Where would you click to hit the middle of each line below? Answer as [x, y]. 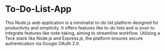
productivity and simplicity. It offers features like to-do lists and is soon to [80, 27]
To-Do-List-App [38, 9]
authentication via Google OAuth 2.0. [43, 43]
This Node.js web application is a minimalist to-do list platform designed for [82, 23]
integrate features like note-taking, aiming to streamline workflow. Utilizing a [83, 33]
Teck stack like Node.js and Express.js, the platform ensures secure [74, 38]
